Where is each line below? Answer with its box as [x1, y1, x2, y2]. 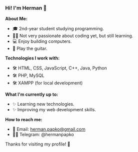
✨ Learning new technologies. [12, 101, 75, 107]
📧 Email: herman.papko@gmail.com [12, 126, 86, 132]
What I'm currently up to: [5, 91, 58, 97]
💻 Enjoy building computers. [12, 38, 72, 44]
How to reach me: [5, 117, 42, 123]
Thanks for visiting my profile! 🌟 [5, 141, 71, 147]
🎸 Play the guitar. [12, 46, 47, 52]
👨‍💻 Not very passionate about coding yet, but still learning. [12, 33, 134, 39]
